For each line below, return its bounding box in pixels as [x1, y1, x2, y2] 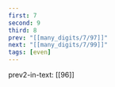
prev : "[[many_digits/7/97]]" [8, 33, 109, 42]
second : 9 [8, 19, 41, 27]
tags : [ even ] [8, 48, 52, 56]
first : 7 [8, 11, 37, 20]
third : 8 [8, 26, 37, 34]
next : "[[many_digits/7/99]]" [8, 41, 109, 49]
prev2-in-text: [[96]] [8, 70, 75, 79]
